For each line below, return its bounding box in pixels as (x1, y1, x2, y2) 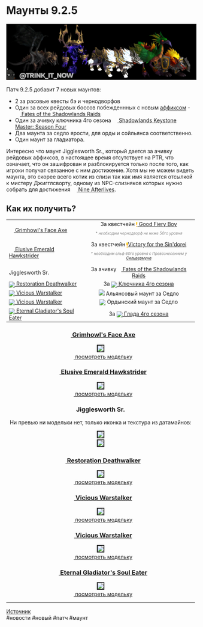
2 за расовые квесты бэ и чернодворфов (14, 97, 121, 105)
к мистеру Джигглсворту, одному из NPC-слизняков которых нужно (6, 180, 183, 187)
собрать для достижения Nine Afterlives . (6, 186, 116, 193)
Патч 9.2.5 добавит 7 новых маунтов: (6, 86, 101, 93)
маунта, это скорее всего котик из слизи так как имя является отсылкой (6, 173, 193, 180)
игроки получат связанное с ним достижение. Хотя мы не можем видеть (6, 167, 195, 174)
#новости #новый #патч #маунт (6, 614, 89, 622)
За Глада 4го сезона (108, 310, 169, 317)
